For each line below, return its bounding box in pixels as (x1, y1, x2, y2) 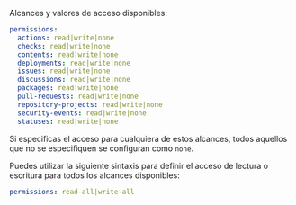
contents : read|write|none (17, 49, 119, 59)
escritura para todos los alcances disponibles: (9, 170, 180, 181)
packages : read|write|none (17, 84, 119, 93)
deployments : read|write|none (17, 58, 130, 67)
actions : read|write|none (17, 33, 115, 42)
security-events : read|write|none (17, 108, 147, 118)
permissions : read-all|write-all (9, 187, 135, 196)
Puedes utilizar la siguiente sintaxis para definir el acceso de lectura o (9, 160, 268, 171)
